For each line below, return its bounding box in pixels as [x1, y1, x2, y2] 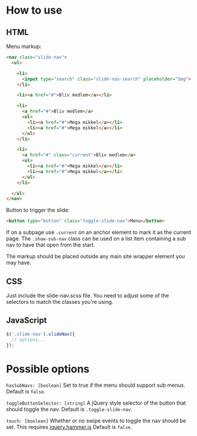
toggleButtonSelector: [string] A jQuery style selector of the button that [6, 399, 186, 406]
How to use [6, 4, 63, 17]
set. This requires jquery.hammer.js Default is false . [6, 424, 133, 431]
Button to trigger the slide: [6, 207, 70, 214]
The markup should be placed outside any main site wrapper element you [6, 253, 185, 260]
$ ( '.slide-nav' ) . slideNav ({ [6, 331, 75, 337]
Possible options [6, 362, 90, 376]
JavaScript [6, 315, 47, 326]
